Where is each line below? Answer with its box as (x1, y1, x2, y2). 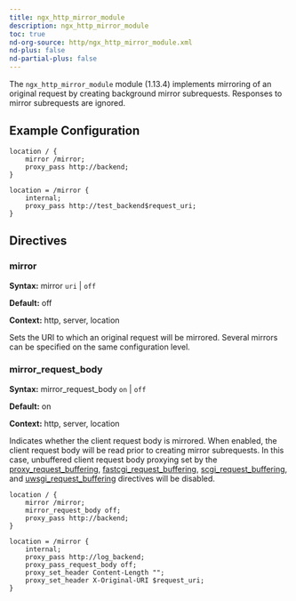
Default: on (9, 401, 52, 412)
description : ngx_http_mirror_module (9, 21, 149, 30)
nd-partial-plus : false (9, 54, 98, 63)
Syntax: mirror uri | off (9, 280, 96, 291)
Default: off (9, 297, 52, 308)
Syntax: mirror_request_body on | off (9, 383, 147, 394)
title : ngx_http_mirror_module (9, 12, 125, 22)
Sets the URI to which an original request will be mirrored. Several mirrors (9, 332, 278, 342)
